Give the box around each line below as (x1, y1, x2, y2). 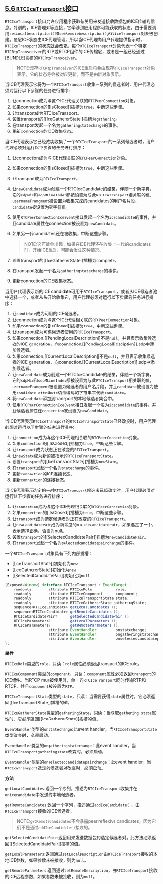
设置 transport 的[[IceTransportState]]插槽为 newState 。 (12, 458, 121, 464)
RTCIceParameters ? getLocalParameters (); (14, 618, 118, 623)
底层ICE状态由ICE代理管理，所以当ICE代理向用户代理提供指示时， (13, 36, 145, 42)
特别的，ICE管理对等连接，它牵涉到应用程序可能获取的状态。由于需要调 (13, 24, 157, 30)
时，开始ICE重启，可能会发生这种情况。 (24, 247, 103, 253)
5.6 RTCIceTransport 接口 (5, 4, 79, 13)
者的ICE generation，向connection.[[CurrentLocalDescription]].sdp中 (12, 359, 151, 365)
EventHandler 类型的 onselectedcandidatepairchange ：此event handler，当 (5, 759, 151, 765)
